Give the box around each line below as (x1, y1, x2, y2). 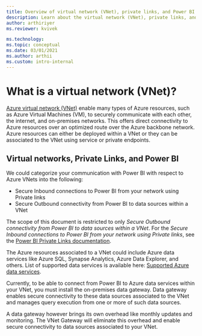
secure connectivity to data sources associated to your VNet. (6, 323, 158, 331)
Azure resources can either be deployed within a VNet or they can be (6, 130, 178, 137)
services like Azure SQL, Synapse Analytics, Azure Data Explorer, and (6, 256, 179, 263)
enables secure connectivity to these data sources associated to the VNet (6, 292, 189, 300)
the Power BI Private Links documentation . (6, 238, 112, 245)
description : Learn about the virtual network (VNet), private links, (6, 14, 187, 20)
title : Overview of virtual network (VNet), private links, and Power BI (6, 8, 195, 15)
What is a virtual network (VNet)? (6, 85, 177, 98)
